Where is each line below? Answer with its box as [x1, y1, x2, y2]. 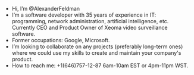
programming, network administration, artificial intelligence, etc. [11, 18, 169, 24]
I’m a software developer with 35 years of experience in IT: [11, 11, 157, 18]
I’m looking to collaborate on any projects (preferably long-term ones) [11, 43, 183, 50]
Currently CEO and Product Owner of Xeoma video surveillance [11, 24, 168, 31]
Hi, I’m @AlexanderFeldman [11, 5, 80, 12]
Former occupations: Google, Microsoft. [11, 37, 110, 43]
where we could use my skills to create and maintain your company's [11, 49, 182, 56]
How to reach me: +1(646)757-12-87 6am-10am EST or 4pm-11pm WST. [11, 62, 189, 69]
